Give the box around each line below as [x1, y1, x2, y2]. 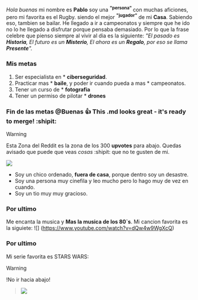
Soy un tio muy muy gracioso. [14, 190, 88, 197]
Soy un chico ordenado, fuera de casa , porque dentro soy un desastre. [14, 170, 189, 178]
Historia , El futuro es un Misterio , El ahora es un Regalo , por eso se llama [6, 39, 188, 46]
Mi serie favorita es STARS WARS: [6, 252, 89, 260]
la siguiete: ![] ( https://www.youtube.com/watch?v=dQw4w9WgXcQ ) [6, 225, 175, 232]
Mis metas [6, 59, 37, 68]
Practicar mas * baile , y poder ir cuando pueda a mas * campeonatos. [14, 80, 186, 87]
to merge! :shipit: [6, 117, 57, 125]
